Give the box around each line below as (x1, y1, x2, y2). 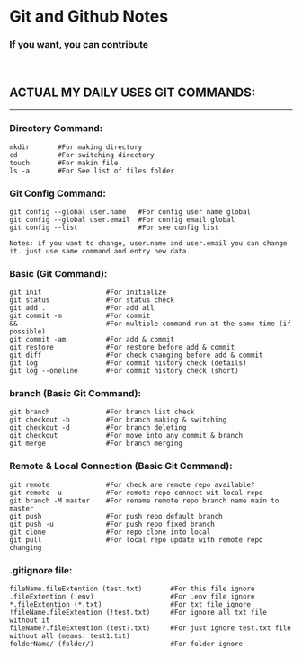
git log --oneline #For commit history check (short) (9, 367, 240, 376)
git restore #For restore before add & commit (9, 343, 235, 352)
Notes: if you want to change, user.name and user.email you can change (9, 238, 288, 248)
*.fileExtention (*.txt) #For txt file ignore (9, 600, 252, 609)
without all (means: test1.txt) (9, 632, 130, 641)
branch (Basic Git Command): (9, 387, 142, 400)
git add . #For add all (9, 304, 155, 313)
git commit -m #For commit (9, 312, 151, 321)
